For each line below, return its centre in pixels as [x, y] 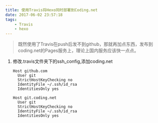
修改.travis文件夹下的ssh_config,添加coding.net [63, 61]
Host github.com [30, 71]
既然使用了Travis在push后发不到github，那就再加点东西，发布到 [85, 44]
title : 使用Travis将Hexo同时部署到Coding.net [52, 10]
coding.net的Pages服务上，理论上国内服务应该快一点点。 [78, 51]
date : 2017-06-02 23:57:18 [34, 15]
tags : [11, 19]
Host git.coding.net [35, 98]
